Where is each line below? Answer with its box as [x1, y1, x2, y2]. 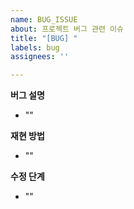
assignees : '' [10, 52, 70, 62]
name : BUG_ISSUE [10, 14, 78, 25]
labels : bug [10, 42, 60, 53]
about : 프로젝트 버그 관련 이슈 [10, 24, 124, 34]
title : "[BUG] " [10, 33, 78, 43]
